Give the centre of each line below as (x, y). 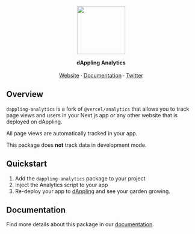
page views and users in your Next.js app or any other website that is (92, 115)
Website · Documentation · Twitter (101, 75)
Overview (25, 94)
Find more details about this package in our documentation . (80, 224)
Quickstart (27, 164)
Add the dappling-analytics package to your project (80, 178)
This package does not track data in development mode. (76, 145)
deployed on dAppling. (34, 122)
